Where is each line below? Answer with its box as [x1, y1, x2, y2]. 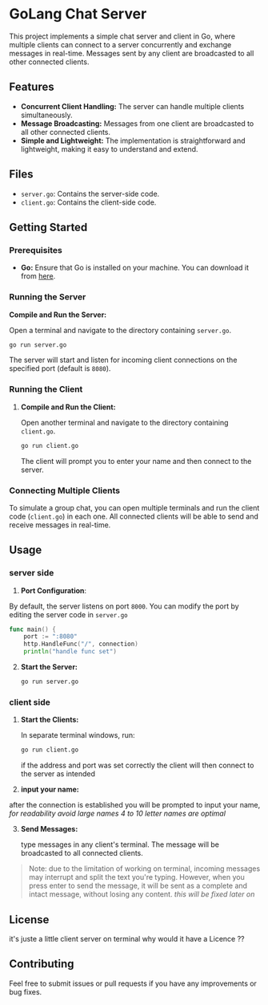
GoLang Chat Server [9, 5, 147, 23]
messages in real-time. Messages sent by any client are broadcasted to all [9, 48, 254, 58]
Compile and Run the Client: [20, 402, 116, 412]
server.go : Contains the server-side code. [20, 189, 160, 198]
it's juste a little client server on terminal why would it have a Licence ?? [9, 934, 245, 943]
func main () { [9, 625, 57, 633]
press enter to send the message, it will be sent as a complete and [28, 881, 247, 891]
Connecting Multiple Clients [9, 485, 121, 496]
